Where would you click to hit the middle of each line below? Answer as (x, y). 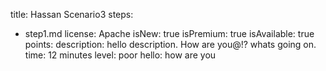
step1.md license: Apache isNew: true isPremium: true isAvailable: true (169, 33)
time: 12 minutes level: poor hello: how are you (120, 55)
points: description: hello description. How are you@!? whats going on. (170, 44)
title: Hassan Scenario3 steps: (72, 14)
